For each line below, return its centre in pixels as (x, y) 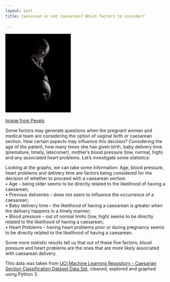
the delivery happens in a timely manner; (48, 211)
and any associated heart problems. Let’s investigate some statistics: (78, 158)
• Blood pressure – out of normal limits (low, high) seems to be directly (79, 217)
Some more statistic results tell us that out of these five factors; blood (79, 243)
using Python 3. (22, 274)
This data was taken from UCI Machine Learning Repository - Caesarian (81, 264)
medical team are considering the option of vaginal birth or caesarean (79, 136)
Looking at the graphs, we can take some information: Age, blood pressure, (85, 168)
